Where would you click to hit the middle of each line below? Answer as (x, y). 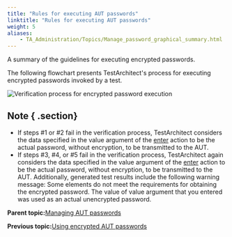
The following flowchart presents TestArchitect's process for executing (109, 73)
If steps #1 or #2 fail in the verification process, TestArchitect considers (120, 132)
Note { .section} (42, 116)
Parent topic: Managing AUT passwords (64, 213)
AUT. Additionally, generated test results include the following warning (118, 177)
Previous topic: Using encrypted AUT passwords (77, 226)
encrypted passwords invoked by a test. (65, 80)
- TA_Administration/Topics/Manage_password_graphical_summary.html (121, 40)
